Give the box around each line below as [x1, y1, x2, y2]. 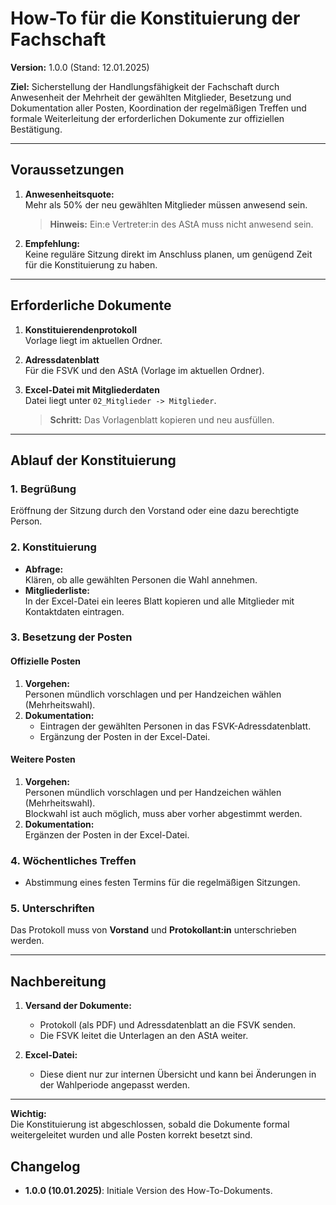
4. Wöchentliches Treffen [10, 853, 137, 867]
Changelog [10, 1158, 81, 1175]
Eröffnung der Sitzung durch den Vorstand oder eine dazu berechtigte [10, 505, 300, 517]
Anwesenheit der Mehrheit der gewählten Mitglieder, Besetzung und [10, 91, 292, 103]
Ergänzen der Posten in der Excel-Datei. [24, 828, 190, 841]
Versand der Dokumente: [24, 1000, 132, 1012]
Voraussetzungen [10, 162, 125, 179]
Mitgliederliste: [24, 584, 90, 596]
